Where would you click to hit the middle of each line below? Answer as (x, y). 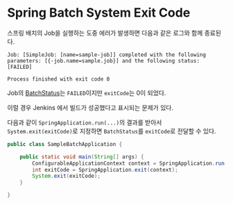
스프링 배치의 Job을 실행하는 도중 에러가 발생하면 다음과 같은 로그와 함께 (105, 33)
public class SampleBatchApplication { (65, 144)
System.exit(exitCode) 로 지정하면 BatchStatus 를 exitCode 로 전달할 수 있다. (112, 131)
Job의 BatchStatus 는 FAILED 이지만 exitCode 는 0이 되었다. (87, 92)
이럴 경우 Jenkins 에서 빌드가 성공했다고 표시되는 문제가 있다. (90, 107)
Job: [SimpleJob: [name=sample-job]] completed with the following (107, 55)
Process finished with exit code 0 (59, 79)
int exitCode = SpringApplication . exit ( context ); (105, 170)
